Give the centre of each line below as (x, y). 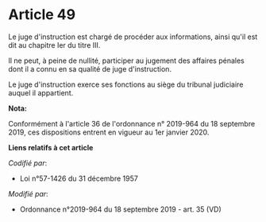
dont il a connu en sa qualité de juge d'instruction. (90, 68)
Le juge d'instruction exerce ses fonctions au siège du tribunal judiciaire (126, 84)
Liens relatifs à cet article (51, 147)
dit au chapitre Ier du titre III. (54, 45)
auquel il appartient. (41, 92)
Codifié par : (28, 163)
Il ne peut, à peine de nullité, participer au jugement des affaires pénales (126, 60)
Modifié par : (29, 193)
